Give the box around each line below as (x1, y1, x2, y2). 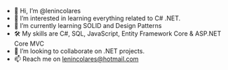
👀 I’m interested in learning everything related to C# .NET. (13, 14, 181, 22)
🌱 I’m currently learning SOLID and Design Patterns (13, 22, 162, 29)
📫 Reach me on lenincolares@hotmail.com (13, 55, 139, 63)
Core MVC (13, 39, 44, 48)
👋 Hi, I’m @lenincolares (13, 7, 81, 15)
